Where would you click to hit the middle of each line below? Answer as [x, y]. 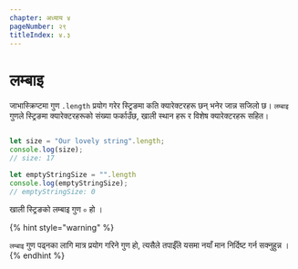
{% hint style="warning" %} [62, 227]
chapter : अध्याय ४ [40, 18]
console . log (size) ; [46, 150]
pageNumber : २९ [38, 26]
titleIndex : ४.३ [40, 35]
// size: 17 [32, 159]
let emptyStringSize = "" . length [73, 174]
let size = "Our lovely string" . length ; [87, 141]
